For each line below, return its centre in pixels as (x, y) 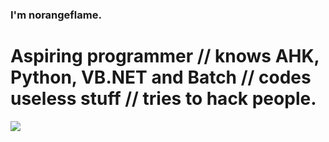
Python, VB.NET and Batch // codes (161, 77)
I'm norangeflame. (56, 15)
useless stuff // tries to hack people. (163, 99)
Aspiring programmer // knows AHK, (165, 56)
